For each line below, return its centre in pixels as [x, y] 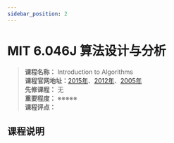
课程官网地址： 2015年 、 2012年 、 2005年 [83, 80]
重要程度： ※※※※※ [51, 98]
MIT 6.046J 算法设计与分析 [87, 51]
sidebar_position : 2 [38, 14]
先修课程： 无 [44, 89]
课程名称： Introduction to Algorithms [79, 72]
